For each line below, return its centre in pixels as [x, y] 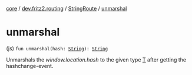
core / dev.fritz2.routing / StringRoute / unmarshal [67, 8]
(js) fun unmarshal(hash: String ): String [57, 48]
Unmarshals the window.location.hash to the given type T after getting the [96, 59]
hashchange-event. [30, 66]
